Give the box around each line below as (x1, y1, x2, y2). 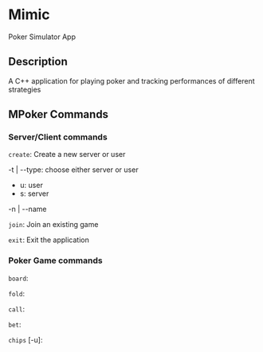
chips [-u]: (8, 334, 43, 344)
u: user (19, 181, 44, 190)
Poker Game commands (8, 255, 103, 266)
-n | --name (8, 205, 47, 214)
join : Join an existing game (8, 220, 99, 229)
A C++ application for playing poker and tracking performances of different (8, 76, 255, 85)
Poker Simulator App (8, 32, 77, 41)
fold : (8, 288, 26, 298)
